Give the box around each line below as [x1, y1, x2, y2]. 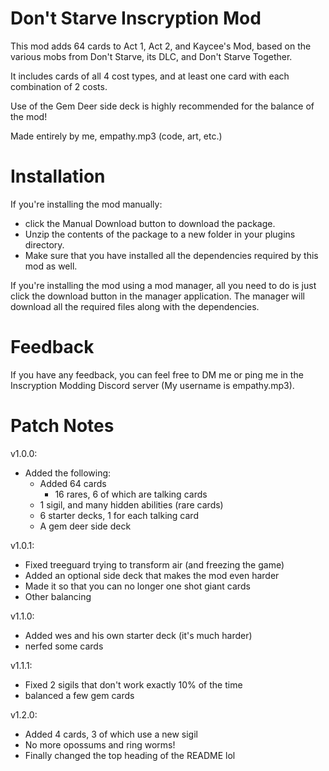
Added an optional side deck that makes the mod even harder [24, 569, 280, 581]
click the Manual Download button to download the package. [24, 217, 276, 229]
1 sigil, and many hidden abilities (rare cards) [39, 498, 224, 511]
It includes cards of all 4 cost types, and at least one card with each [10, 70, 290, 82]
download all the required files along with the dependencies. [10, 300, 260, 312]
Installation [10, 165, 106, 188]
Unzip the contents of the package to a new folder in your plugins [24, 228, 296, 240]
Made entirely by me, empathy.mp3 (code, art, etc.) [10, 130, 223, 142]
